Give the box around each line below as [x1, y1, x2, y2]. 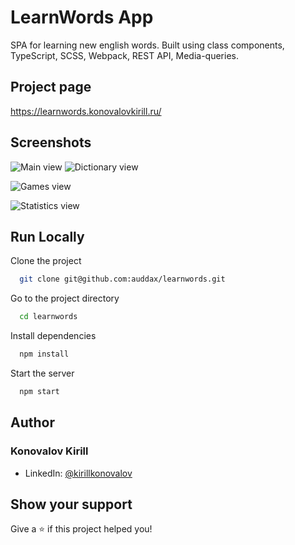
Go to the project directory [10, 292, 120, 305]
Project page [10, 79, 92, 96]
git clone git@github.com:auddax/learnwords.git [19, 274, 226, 285]
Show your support [10, 496, 133, 513]
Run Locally [10, 228, 85, 245]
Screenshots [10, 134, 92, 151]
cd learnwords [19, 312, 78, 322]
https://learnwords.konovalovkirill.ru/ [10, 105, 162, 117]
